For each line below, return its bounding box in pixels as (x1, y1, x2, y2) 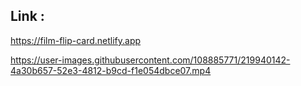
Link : (10, 8, 45, 25)
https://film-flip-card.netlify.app (10, 34, 142, 46)
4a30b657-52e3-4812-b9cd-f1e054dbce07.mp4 (10, 64, 212, 76)
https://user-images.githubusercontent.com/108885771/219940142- (10, 54, 291, 66)
